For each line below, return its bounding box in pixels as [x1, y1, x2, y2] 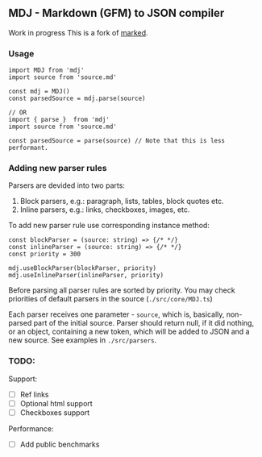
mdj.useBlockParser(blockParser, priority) [8, 264, 157, 272]
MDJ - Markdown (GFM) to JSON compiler [8, 6, 225, 20]
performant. [8, 144, 48, 152]
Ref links [19, 389, 49, 399]
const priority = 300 [8, 250, 81, 259]
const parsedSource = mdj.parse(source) [8, 94, 147, 103]
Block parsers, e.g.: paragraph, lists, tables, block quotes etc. [19, 197, 224, 206]
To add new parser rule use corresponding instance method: [8, 221, 210, 231]
